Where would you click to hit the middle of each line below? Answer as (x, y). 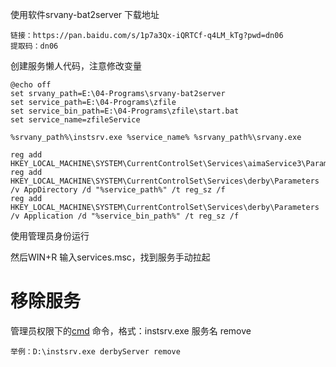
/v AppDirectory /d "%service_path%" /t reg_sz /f (118, 190)
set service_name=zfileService (75, 120)
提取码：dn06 (34, 46)
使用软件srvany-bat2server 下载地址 (85, 14)
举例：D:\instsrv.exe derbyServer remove (95, 351)
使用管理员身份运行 (50, 236)
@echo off (31, 85)
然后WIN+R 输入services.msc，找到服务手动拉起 (110, 257)
